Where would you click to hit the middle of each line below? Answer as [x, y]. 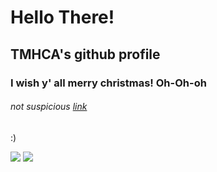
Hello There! [62, 17]
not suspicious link [49, 107]
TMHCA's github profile [85, 54]
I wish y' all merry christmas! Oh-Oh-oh [108, 83]
